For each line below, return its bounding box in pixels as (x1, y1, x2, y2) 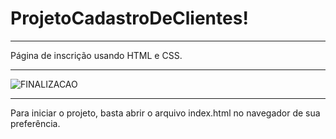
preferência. (10, 117, 61, 129)
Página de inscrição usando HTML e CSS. (10, 49, 183, 61)
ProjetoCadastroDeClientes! (10, 7, 249, 30)
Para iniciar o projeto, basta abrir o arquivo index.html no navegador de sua (10, 107, 321, 119)
